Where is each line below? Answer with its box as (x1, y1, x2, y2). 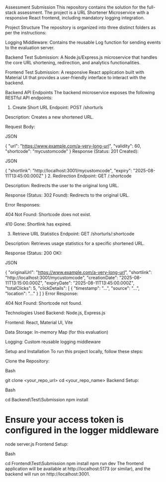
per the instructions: (5, 30, 47, 35)
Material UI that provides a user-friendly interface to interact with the (5, 75, 146, 80)
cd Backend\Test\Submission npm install (5, 397, 88, 402)
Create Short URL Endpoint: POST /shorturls (12, 105, 103, 110)
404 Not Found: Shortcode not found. (5, 300, 83, 306)
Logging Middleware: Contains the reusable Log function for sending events (5, 39, 161, 45)
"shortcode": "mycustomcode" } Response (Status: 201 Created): (5, 148, 139, 154)
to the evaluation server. (5, 45, 55, 50)
